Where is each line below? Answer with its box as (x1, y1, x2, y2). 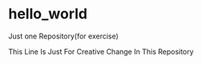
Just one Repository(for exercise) (8, 31, 119, 41)
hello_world (8, 5, 88, 23)
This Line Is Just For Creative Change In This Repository (8, 46, 194, 56)
